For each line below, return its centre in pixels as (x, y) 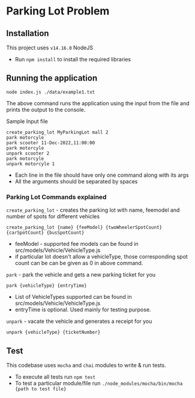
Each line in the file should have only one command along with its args (102, 175)
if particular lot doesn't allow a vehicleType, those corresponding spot (101, 257)
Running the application (52, 78)
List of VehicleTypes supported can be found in (73, 297)
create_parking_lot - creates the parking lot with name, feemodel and (93, 210)
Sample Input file (27, 121)
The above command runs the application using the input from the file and (98, 103)
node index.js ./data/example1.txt (51, 92)
